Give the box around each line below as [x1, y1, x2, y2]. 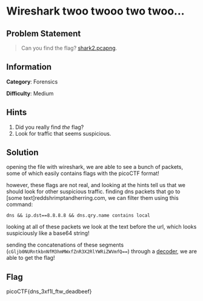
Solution [6, 147, 39, 158]
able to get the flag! [6, 254, 55, 262]
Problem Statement [6, 28, 81, 39]
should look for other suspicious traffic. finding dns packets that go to [6, 188, 181, 195]
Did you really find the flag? [15, 123, 84, 131]
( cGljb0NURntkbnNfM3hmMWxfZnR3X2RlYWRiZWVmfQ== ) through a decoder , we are [6, 248, 197, 255]
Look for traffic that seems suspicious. [15, 130, 111, 137]
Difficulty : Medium [6, 90, 54, 97]
